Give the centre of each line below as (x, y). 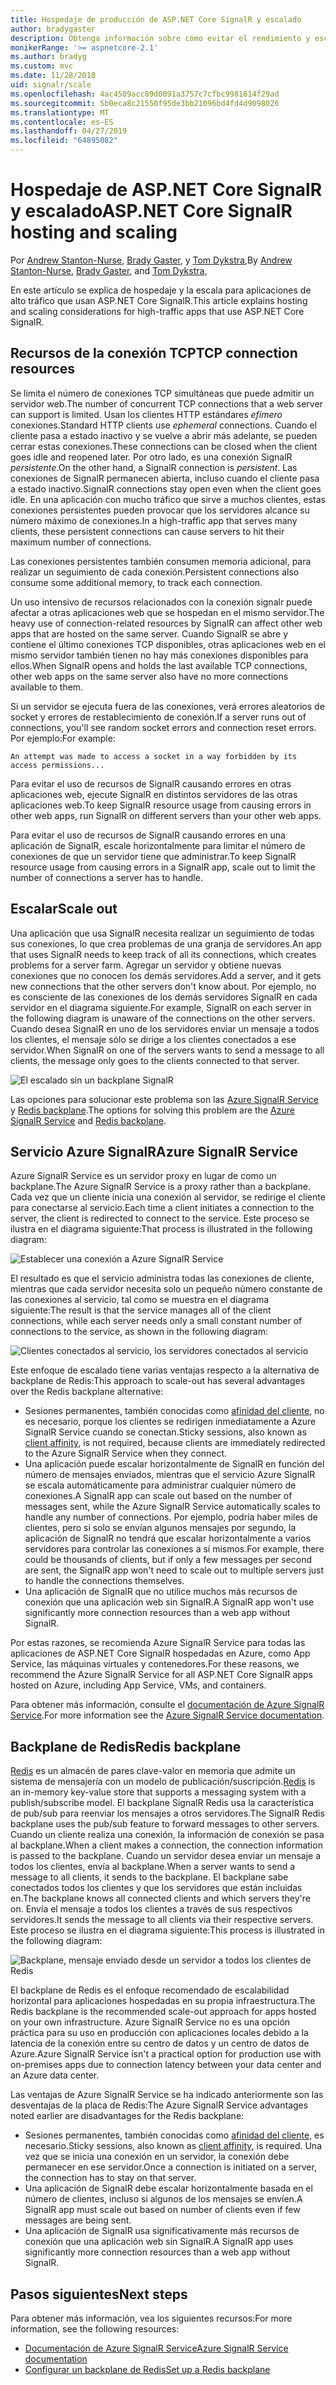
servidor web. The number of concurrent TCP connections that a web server (166, 403)
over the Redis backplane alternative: (87, 1392)
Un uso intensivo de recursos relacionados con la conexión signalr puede (161, 602)
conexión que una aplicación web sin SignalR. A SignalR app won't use (169, 1602)
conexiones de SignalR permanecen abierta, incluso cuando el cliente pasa (165, 478)
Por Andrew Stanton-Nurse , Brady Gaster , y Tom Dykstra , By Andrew (151, 260)
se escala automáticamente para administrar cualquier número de (160, 1485)
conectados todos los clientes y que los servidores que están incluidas (156, 1888)
